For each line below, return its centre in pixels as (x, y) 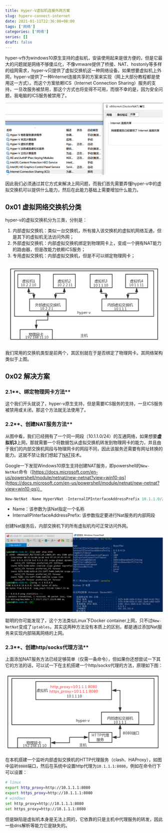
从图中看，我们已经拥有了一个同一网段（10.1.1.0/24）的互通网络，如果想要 (81, 436)
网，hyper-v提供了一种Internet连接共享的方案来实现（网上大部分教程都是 (80, 76)
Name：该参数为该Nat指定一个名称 (48, 509)
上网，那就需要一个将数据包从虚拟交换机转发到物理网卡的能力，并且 (87, 442)
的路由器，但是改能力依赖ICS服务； (49, 249)
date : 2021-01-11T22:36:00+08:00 (40, 21)
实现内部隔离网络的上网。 (40, 633)
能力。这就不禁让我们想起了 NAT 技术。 (45, 455)
